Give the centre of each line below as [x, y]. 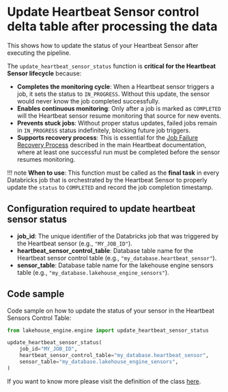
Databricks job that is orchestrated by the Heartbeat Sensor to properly [107, 180]
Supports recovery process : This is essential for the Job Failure [108, 137]
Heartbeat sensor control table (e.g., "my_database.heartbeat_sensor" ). [117, 258]
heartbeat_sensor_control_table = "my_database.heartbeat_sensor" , [114, 356]
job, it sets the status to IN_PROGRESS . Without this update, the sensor [113, 94]
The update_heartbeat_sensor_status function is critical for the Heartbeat [112, 66]
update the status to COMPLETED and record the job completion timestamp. [110, 187]
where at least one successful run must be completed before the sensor [118, 152]
